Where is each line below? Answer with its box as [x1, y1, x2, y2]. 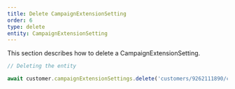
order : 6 [7, 17, 33, 24]
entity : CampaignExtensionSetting [7, 29, 108, 37]
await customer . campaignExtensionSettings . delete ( [7, 75, 158, 83]
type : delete [7, 23, 45, 30]
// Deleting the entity [7, 62, 77, 70]
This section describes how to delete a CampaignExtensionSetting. [7, 49, 201, 57]
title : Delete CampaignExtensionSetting [7, 10, 127, 18]
